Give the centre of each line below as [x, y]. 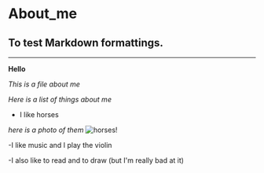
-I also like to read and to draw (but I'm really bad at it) [96, 160]
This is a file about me [44, 84]
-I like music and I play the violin [60, 145]
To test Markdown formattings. [86, 43]
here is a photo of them [46, 130]
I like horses [39, 114]
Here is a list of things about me [60, 99]
